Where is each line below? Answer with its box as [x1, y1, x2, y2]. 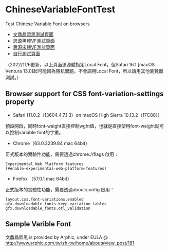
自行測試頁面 [12, 50, 40, 57]
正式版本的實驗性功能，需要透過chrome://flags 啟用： [5, 151, 119, 157]
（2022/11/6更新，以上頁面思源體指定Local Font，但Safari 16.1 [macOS [5, 61, 155, 67]
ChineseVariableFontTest [5, 4, 116, 15]
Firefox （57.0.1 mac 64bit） [12, 175, 72, 182]
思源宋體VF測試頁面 [12, 44, 55, 50]
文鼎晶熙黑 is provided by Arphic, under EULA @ [5, 234, 108, 240]
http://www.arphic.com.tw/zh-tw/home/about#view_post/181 [5, 240, 135, 246]
